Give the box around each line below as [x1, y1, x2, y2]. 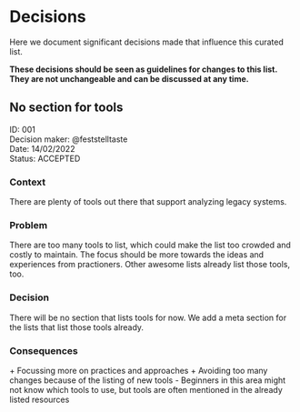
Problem [9, 218, 48, 231]
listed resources [9, 394, 70, 405]
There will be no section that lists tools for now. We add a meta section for [9, 312, 287, 323]
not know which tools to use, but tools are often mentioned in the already [9, 384, 284, 395]
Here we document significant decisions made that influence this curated [9, 36, 284, 47]
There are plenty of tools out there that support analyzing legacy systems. [9, 196, 287, 207]
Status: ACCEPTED [9, 153, 81, 164]
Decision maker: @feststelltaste [9, 134, 128, 145]
